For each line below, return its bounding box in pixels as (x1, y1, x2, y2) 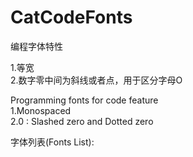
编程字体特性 (10, 40, 63, 52)
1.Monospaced (10, 104, 72, 116)
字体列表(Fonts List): (10, 136, 95, 148)
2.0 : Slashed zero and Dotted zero (10, 115, 154, 127)
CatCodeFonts (10, 6, 133, 29)
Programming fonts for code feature (10, 94, 159, 106)
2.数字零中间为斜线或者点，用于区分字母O (10, 74, 183, 86)
